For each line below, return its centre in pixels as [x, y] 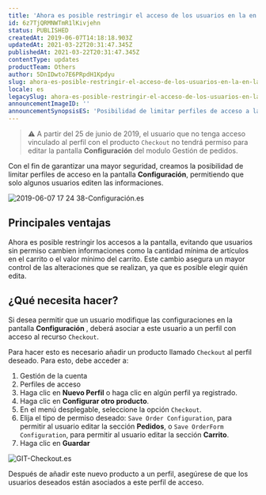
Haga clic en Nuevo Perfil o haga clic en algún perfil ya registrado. [128, 392]
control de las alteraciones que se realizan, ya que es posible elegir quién [128, 267]
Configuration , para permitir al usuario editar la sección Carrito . [124, 434]
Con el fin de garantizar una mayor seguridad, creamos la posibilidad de [126, 166]
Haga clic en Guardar [55, 443]
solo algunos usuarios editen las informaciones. [86, 183]
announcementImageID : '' [49, 104]
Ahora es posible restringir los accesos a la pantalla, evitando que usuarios [131, 242]
